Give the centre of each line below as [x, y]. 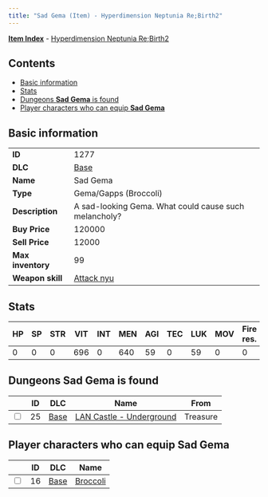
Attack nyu [94, 278]
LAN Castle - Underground [126, 416]
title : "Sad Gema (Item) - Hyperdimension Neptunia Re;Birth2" [116, 16]
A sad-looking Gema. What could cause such [159, 207]
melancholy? [98, 216]
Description [35, 211]
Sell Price [31, 243]
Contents [32, 63]
